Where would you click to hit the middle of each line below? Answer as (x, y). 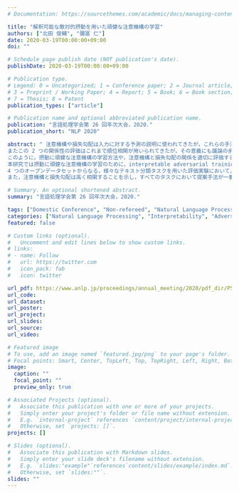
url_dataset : (27, 302)
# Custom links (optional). (49, 235)
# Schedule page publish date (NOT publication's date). (94, 60)
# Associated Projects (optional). (60, 400)
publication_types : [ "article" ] (55, 105)
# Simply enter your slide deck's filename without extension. (106, 459)
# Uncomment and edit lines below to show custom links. (97, 243)
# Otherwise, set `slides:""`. (57, 472)
